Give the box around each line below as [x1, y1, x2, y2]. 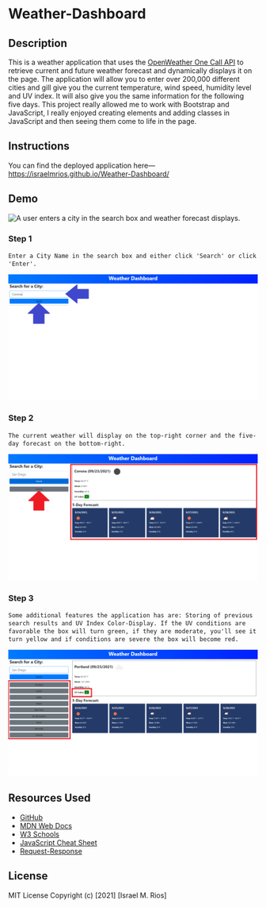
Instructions [8, 140, 70, 153]
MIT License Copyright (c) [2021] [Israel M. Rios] [8, 891, 167, 900]
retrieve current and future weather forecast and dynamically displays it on [8, 66, 253, 75]
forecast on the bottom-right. [22, 439, 126, 447]
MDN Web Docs [19, 821, 73, 830]
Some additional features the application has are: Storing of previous [8, 611, 253, 620]
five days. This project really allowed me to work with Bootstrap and [8, 100, 230, 109]
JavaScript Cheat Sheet [19, 837, 97, 847]
